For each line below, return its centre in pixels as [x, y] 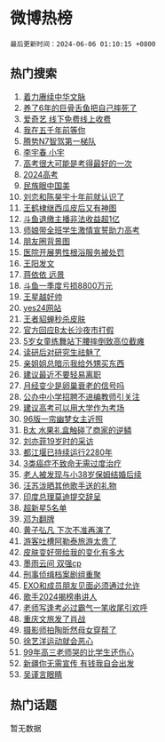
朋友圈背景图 [46, 241]
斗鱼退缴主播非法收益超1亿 [71, 219]
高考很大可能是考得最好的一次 [77, 163]
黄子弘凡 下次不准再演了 [67, 530]
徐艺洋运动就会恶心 [58, 641]
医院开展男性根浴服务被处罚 [74, 252]
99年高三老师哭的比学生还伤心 [79, 652]
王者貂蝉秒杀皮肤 [54, 319]
